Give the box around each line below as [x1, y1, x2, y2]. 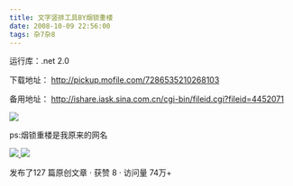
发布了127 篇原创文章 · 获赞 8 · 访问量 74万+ [9, 167, 172, 178]
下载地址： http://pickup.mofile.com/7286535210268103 [9, 75, 220, 85]
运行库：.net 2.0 [9, 56, 70, 66]
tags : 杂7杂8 [9, 30, 56, 39]
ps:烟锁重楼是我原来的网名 [9, 129, 108, 140]
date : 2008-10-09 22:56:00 [9, 22, 111, 31]
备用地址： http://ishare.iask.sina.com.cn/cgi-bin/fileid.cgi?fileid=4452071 [9, 93, 284, 104]
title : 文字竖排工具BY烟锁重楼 [9, 13, 114, 22]
